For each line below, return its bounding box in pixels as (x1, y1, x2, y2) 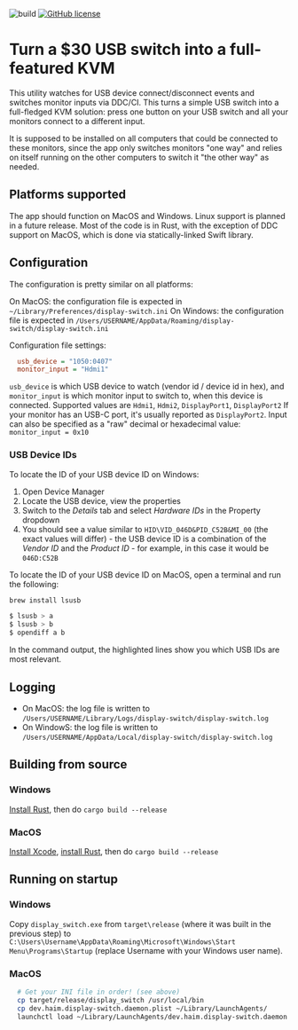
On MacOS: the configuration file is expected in (9, 295, 183, 306)
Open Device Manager (21, 486, 105, 497)
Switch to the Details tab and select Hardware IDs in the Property (21, 505, 262, 515)
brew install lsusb (9, 595, 82, 605)
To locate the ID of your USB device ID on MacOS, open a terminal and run (9, 569, 282, 580)
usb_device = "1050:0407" (17, 357, 114, 366)
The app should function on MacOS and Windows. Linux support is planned (9, 210, 286, 221)
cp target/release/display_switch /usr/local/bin (17, 995, 204, 1004)
